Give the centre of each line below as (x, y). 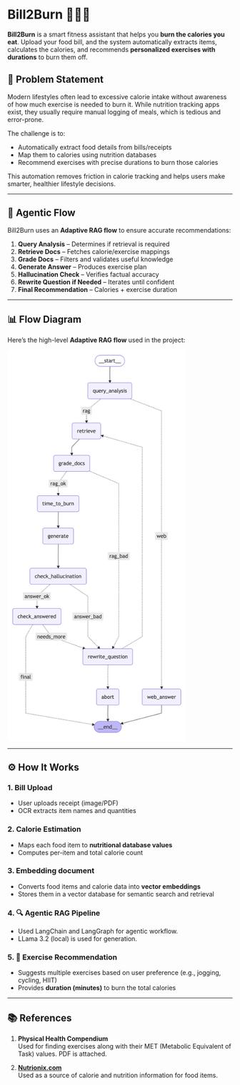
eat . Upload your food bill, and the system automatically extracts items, (112, 41)
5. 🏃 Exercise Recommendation (62, 957)
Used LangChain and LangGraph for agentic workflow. (98, 932)
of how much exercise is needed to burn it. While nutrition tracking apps (114, 104)
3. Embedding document (51, 871)
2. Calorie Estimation (44, 829)
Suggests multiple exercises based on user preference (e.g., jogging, (119, 973)
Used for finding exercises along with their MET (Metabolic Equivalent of (124, 1046)
